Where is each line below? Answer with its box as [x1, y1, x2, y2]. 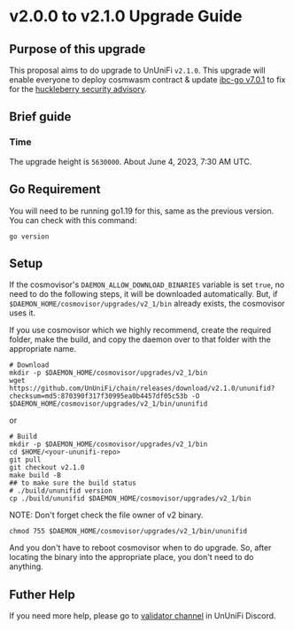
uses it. [9, 307, 36, 318]
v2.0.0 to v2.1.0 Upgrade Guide [9, 6, 243, 27]
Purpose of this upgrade [9, 42, 146, 57]
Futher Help [9, 587, 75, 602]
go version [9, 232, 50, 241]
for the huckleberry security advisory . [9, 84, 148, 94]
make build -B [9, 471, 62, 480]
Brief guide [9, 109, 72, 125]
